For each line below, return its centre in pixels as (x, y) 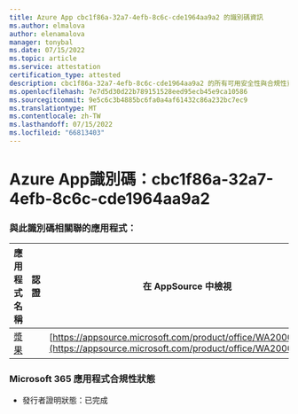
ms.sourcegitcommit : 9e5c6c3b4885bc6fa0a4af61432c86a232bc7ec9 (129, 100)
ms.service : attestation (55, 67)
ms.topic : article (43, 59)
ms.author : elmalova (47, 26)
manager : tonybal (41, 42)
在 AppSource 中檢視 (187, 286)
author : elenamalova (47, 34)
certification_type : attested (65, 75)
